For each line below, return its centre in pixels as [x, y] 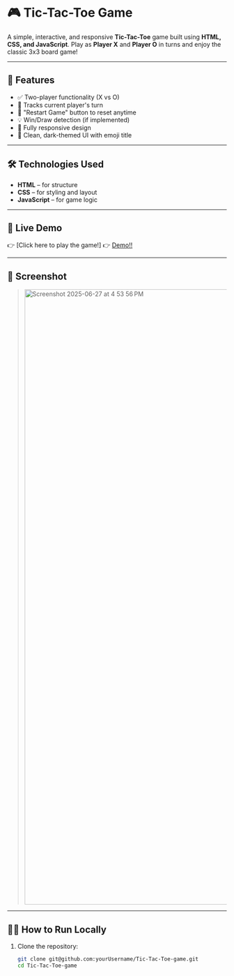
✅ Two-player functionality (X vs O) [68, 97]
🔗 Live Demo [35, 228]
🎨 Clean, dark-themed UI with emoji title [75, 135]
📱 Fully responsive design [54, 127]
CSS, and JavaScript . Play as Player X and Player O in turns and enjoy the [114, 44]
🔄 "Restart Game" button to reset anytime [77, 112]
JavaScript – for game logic [57, 200]
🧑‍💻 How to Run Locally [57, 930]
